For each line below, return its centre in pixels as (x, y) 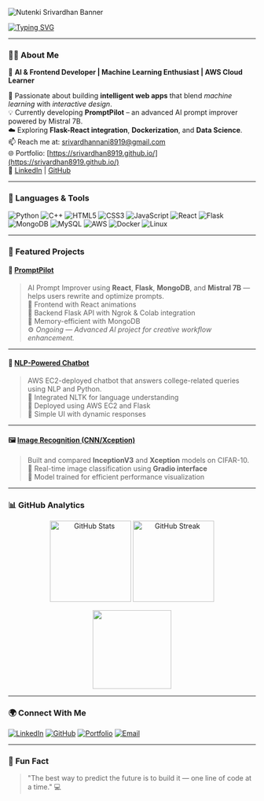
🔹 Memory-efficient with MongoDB (84, 321)
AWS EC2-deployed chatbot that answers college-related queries (133, 380)
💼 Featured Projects (46, 252)
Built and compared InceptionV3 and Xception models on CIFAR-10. (138, 461)
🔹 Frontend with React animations (82, 304)
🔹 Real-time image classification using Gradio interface (117, 468)
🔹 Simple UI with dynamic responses (87, 413)
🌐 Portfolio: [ (29, 153)
